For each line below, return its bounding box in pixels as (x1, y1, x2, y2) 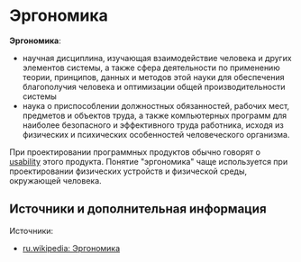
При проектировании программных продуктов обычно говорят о (9, 146, 261, 158)
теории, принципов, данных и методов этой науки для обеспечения (22, 71, 285, 82)
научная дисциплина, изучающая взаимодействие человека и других (22, 52, 292, 63)
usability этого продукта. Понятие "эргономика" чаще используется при (9, 156, 288, 167)
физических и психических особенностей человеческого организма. (22, 129, 290, 140)
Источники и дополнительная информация (9, 202, 268, 217)
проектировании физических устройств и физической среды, (9, 166, 248, 176)
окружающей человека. (9, 175, 102, 185)
